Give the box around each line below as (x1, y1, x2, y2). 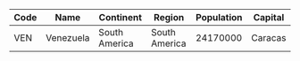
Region (153, 11, 185, 23)
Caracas (251, 32, 287, 43)
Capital (253, 11, 285, 23)
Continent (98, 11, 143, 23)
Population (195, 11, 243, 23)
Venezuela (46, 32, 90, 43)
